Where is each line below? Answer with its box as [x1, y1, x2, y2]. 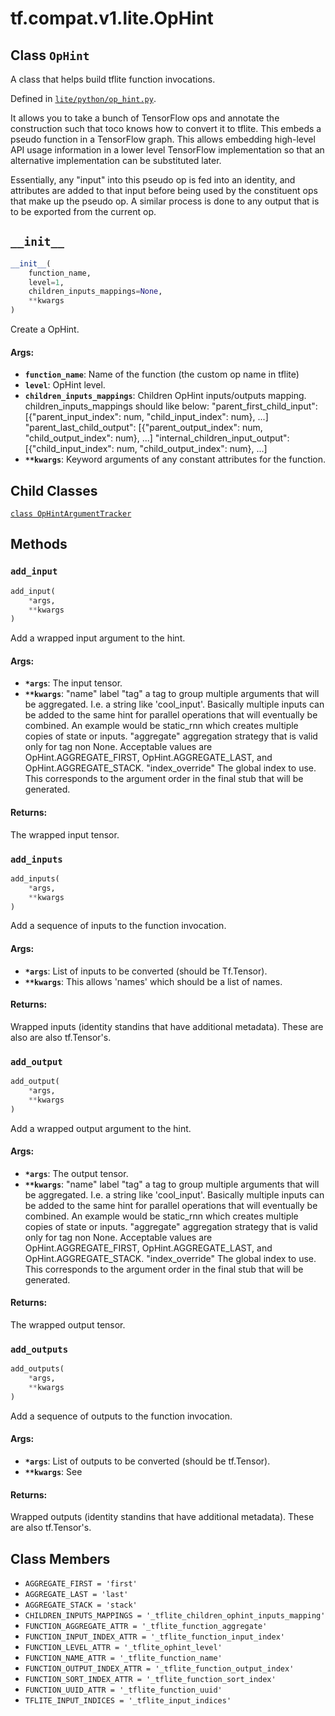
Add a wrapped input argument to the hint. [10, 632, 186, 644]
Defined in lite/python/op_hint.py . [10, 93, 157, 104]
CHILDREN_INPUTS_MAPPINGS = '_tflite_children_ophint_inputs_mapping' [24, 1611, 326, 1621]
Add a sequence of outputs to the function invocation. [10, 1410, 233, 1422]
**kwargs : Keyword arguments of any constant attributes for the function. [24, 453, 326, 466]
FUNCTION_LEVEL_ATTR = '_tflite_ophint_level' [24, 1643, 223, 1653]
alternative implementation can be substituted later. [10, 155, 222, 166]
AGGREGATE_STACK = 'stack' [24, 1600, 138, 1611]
